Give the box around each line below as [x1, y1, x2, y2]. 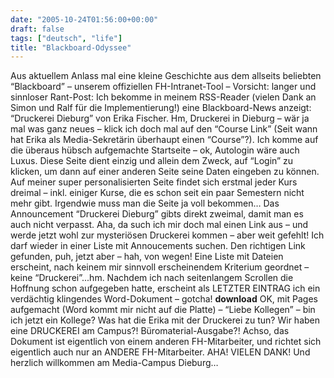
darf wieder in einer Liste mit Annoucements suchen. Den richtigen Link [10, 240, 306, 252]
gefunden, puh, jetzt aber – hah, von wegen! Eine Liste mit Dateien [10, 251, 284, 263]
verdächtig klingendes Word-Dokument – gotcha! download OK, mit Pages [10, 293, 318, 305]
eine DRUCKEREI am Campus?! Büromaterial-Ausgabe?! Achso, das [10, 325, 290, 337]
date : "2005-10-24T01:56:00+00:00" [10, 14, 159, 25]
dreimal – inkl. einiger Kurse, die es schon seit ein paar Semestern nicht [10, 187, 305, 199]
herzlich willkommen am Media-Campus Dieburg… [10, 357, 219, 369]
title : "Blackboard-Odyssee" [10, 42, 132, 53]
